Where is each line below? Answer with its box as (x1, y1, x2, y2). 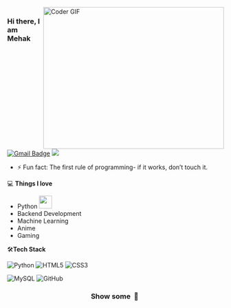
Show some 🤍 (90, 291, 139, 301)
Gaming (16, 232, 40, 239)
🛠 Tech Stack (7, 245, 46, 253)
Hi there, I (7, 16, 40, 26)
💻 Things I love (7, 179, 53, 188)
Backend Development (16, 210, 82, 217)
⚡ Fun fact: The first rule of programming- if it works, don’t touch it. (16, 163, 208, 171)
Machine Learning (16, 217, 69, 225)
